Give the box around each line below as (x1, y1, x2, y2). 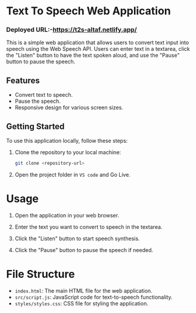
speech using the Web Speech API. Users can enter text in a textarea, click (6, 45, 190, 53)
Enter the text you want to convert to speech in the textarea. (14, 223, 163, 231)
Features (6, 75, 40, 85)
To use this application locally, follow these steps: (6, 137, 128, 145)
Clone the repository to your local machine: (14, 149, 121, 156)
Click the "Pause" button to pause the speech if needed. (14, 246, 154, 253)
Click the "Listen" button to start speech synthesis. (14, 235, 140, 242)
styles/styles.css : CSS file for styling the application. (14, 300, 149, 307)
